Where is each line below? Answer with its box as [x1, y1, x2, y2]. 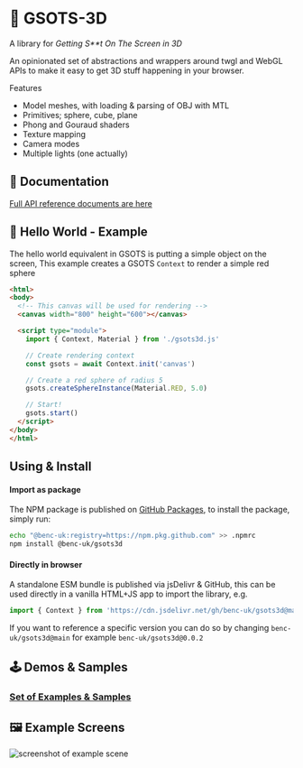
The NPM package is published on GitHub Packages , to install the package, [9, 504, 290, 515]
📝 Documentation [9, 174, 110, 190]
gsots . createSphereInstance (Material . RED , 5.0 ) [25, 384, 207, 393]
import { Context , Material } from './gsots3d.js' [25, 334, 220, 344]
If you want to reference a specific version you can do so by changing [9, 623, 270, 634]
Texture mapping [22, 128, 87, 139]
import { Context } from [9, 606, 103, 615]
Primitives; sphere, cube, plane [22, 109, 138, 120]
